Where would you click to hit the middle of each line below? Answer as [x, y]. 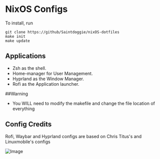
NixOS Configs [36, 9]
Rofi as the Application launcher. [46, 84]
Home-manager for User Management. [52, 73]
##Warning [17, 94]
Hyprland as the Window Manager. [48, 79]
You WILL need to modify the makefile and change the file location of [84, 103]
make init [15, 36]
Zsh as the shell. [29, 68]
